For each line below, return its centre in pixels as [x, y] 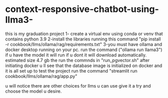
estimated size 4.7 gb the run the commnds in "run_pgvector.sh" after [77, 60]
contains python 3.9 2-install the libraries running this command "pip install [83, 39]
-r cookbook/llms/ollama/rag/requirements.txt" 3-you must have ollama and [84, 44]
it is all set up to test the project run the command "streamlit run [71, 70]
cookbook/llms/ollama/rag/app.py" [41, 76]
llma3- [19, 20]
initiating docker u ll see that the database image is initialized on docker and [84, 65]
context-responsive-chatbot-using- [82, 9]
